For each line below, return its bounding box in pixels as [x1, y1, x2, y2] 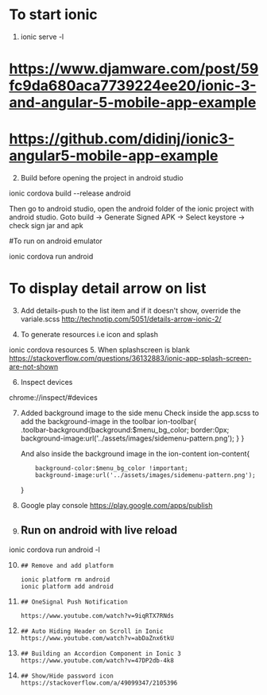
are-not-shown [9, 362, 59, 371]
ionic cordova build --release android [9, 188, 131, 198]
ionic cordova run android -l [9, 545, 100, 554]
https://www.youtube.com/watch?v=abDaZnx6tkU [20, 634, 174, 642]
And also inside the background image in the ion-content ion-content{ [20, 449, 250, 458]
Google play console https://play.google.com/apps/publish [20, 501, 213, 510]
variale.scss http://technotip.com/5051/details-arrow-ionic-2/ [20, 314, 222, 324]
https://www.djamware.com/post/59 [9, 60, 259, 78]
